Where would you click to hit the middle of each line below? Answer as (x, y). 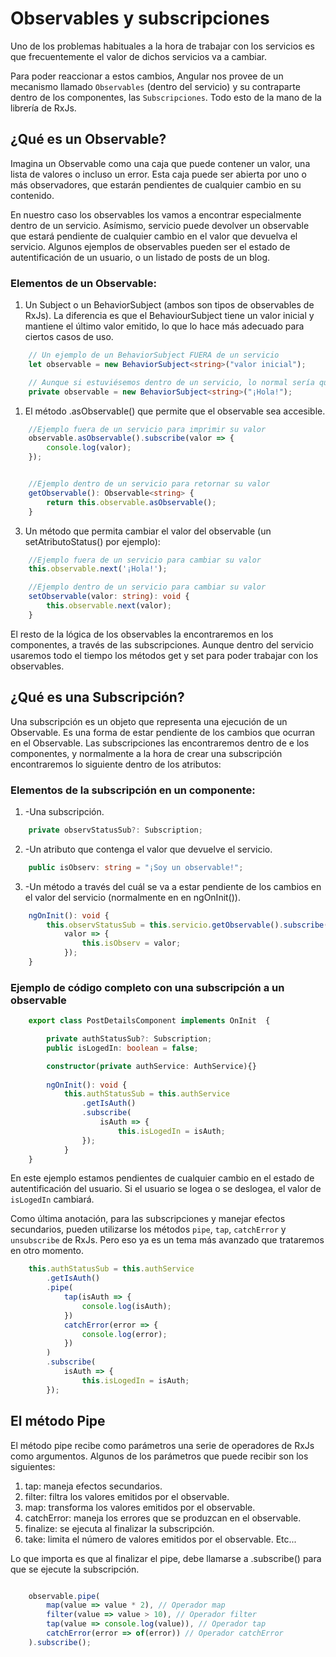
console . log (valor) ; (89, 448)
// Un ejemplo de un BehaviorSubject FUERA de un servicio (154, 355)
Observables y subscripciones (140, 18)
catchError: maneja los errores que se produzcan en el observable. (163, 1518)
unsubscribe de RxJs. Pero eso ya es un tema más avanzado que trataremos (167, 1240)
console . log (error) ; (124, 1334)
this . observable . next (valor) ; (109, 606)
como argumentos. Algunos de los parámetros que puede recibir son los (159, 1456)
